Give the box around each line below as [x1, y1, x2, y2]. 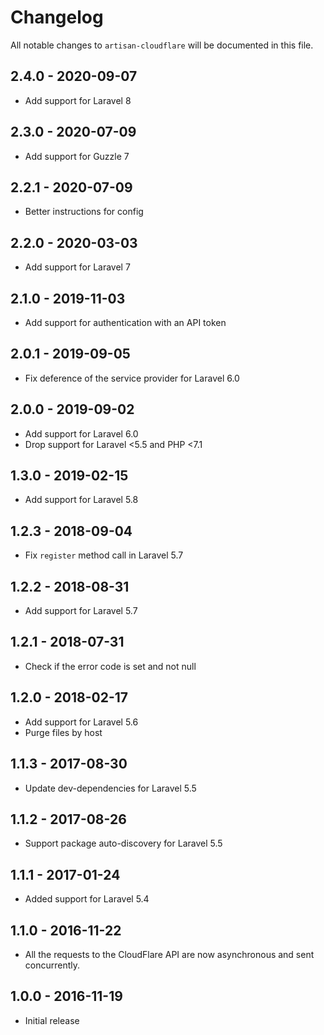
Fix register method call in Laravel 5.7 [24, 549, 184, 561]
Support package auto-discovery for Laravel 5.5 [24, 837, 223, 850]
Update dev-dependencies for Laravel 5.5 [24, 782, 197, 794]
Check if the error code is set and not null [24, 660, 197, 672]
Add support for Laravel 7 [24, 261, 131, 273]
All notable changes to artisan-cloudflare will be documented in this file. [10, 39, 314, 51]
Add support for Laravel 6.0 [24, 427, 139, 440]
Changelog [10, 6, 104, 29]
